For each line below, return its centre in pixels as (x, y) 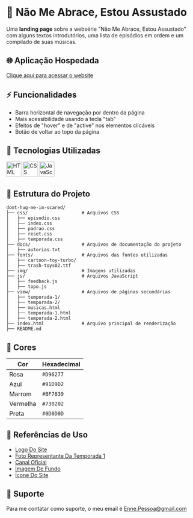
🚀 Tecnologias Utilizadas (53, 150)
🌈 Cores (21, 347)
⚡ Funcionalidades (41, 95)
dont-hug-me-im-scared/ (36, 208)
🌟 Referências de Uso (47, 435)
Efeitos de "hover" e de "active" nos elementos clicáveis (85, 125)
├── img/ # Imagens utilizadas (71, 271)
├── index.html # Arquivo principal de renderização (91, 324)
